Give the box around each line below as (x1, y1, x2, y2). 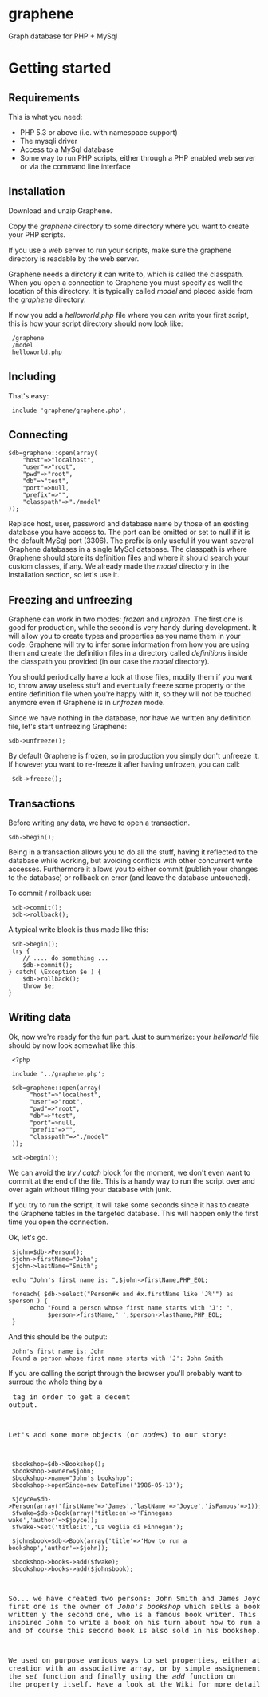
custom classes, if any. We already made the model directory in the (8, 561, 230, 571)
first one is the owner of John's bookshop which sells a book (8, 1602, 261, 1611)
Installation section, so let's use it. (8, 570, 120, 580)
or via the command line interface (19, 161, 131, 171)
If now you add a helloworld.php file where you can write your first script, (8, 310, 250, 319)
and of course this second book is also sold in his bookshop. (8, 1626, 261, 1635)
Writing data (8, 1011, 72, 1025)
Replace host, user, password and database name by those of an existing (8, 519, 249, 529)
